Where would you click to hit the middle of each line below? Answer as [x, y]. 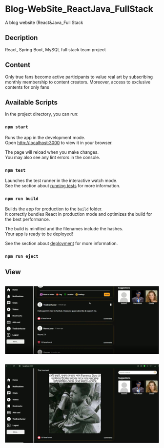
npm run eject [22, 256]
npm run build [22, 198]
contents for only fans [27, 87]
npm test [15, 170]
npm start [17, 127]
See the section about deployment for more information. [61, 244]
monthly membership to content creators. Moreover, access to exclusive [78, 82]
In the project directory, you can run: [42, 114]
